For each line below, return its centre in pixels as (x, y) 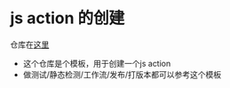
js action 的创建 (67, 18)
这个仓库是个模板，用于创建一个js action (97, 63)
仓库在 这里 (30, 44)
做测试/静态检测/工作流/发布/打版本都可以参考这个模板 (122, 74)
